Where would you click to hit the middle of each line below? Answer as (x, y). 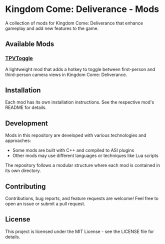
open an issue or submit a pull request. (45, 204)
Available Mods (30, 44)
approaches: (18, 140)
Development (27, 123)
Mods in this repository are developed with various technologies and (76, 135)
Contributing (25, 186)
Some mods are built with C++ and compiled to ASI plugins (73, 150)
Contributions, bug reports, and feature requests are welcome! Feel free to (82, 198)
